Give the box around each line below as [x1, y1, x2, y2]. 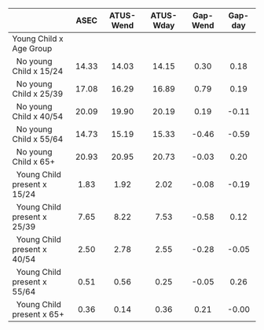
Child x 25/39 [12, 88, 64, 99]
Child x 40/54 [12, 111, 64, 121]
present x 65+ [12, 309, 64, 320]
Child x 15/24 [12, 66, 64, 76]
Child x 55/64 [12, 134, 64, 144]
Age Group [12, 43, 53, 54]
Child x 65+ [12, 157, 56, 167]
